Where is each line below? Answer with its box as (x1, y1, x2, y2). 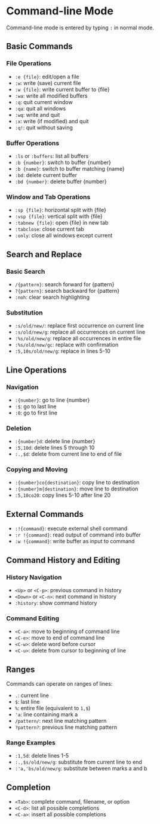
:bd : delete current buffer (14, 171, 78, 178)
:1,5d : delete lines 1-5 (14, 752, 69, 759)
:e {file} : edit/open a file (14, 73, 79, 80)
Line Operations (6, 365, 67, 375)
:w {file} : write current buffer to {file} (14, 86, 110, 93)
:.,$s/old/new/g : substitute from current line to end (14, 759, 142, 766)
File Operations (6, 59, 52, 68)
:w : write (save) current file (14, 79, 81, 86)
